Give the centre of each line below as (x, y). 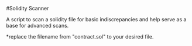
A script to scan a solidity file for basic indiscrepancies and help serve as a (96, 19)
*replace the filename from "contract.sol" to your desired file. (80, 37)
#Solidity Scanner (28, 8)
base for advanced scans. (37, 26)
